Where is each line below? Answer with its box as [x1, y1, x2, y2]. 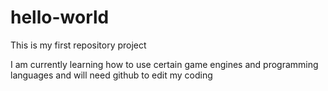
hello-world [10, 6, 110, 29]
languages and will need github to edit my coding [10, 69, 213, 81]
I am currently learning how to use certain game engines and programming [10, 58, 319, 70]
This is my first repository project [10, 39, 147, 51]
